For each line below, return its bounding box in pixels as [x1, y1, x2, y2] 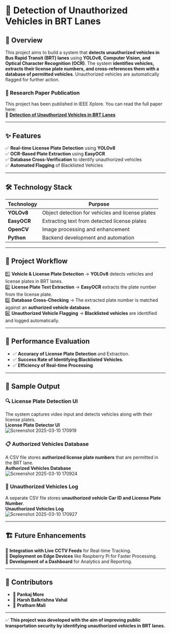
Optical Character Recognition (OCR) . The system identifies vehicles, [5, 60, 154, 66]
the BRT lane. [5, 460, 34, 466]
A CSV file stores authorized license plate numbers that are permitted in [5, 454, 159, 460]
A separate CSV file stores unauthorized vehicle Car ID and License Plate [5, 494, 161, 501]
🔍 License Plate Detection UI [5, 397, 78, 404]
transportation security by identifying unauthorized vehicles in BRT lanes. [5, 623, 165, 629]
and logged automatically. [5, 317, 60, 324]
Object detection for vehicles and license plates [42, 209, 156, 216]
